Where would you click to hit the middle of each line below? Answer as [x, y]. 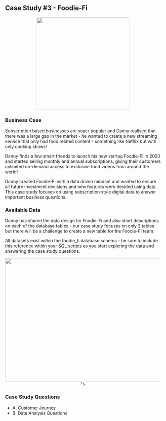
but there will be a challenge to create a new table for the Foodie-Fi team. [80, 231]
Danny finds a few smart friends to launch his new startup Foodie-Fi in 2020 [83, 156]
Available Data [23, 210]
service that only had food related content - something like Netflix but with [81, 141]
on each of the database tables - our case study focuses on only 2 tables [80, 226]
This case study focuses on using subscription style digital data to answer [81, 192]
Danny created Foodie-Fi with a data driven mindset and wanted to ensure [81, 182]
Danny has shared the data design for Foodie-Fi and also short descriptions [82, 221]
